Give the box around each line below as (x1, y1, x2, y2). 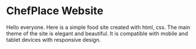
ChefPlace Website (6, 4, 103, 18)
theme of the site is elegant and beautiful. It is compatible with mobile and (6, 30, 188, 37)
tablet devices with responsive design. (6, 36, 101, 43)
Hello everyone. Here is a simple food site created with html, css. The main (6, 24, 191, 31)
